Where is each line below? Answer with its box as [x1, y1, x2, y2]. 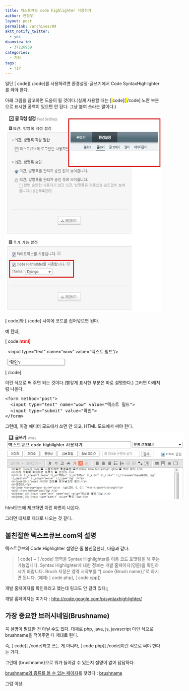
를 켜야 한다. [5, 87, 29, 93]
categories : [5, 50, 30, 55]
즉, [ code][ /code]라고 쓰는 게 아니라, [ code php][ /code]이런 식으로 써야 [5, 642, 151, 649]
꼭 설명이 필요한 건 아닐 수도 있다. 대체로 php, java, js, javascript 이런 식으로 [5, 626, 154, 632]
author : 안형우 [5, 13, 34, 18]
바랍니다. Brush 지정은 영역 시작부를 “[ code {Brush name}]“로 [26, 569, 150, 575]
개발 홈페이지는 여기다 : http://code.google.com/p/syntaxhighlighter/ [5, 596, 142, 602]
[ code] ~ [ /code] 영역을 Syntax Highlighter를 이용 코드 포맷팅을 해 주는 [17, 556, 160, 562]
